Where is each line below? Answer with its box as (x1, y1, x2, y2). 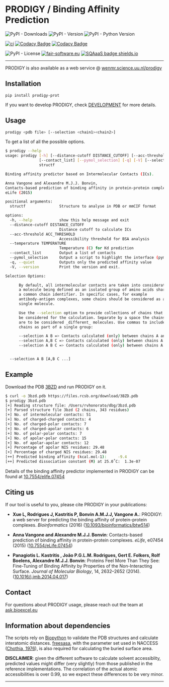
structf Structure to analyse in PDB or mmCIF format (10, 204, 156, 209)
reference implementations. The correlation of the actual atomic (5, 666, 137, 672)
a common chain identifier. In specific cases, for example (18, 292, 147, 297)
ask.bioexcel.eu (5, 607, 38, 613)
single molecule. (18, 301, 55, 307)
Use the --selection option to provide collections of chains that (18, 310, 163, 315)
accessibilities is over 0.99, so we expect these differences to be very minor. (5, 671, 164, 677)
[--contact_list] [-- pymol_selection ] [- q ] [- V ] (39, 158, 143, 163)
